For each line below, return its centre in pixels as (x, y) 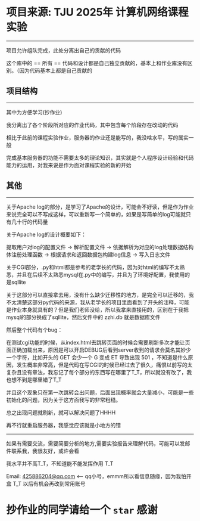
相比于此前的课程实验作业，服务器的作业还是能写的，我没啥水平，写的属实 (97, 137)
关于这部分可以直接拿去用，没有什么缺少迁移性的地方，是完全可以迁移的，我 (100, 294)
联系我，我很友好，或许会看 (45, 451)
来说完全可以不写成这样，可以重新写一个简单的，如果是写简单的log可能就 (96, 214)
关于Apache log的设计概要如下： (46, 234)
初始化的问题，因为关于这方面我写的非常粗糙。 (63, 399)
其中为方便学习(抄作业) (34, 112)
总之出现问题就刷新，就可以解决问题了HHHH (61, 413)
